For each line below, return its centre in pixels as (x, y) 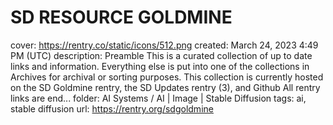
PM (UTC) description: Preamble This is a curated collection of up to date (161, 55)
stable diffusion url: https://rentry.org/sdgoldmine (112, 108)
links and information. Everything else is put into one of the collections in (160, 66)
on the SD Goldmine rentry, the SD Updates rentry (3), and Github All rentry (165, 87)
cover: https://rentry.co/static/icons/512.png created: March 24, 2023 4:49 (164, 45)
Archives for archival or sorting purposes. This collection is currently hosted (167, 77)
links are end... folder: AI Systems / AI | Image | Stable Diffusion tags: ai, (158, 98)
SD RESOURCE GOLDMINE (121, 17)
